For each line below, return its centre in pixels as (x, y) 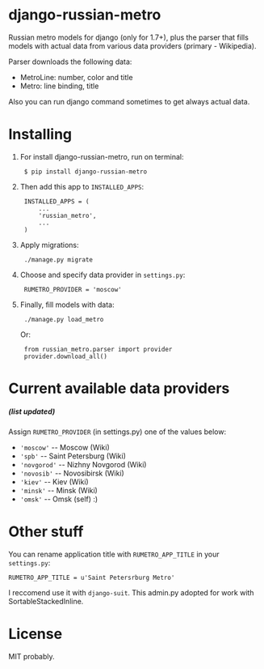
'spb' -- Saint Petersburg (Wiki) (73, 456)
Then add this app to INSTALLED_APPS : (82, 186)
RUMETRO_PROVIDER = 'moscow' (73, 289)
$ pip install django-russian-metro (86, 172)
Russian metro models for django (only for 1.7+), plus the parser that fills (128, 37)
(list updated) (32, 411)
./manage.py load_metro (64, 319)
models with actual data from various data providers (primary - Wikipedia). (132, 45)
